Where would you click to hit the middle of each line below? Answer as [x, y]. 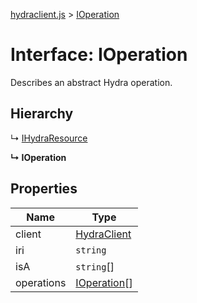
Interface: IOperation [99, 55]
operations [41, 282]
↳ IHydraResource [49, 138]
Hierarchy [42, 114]
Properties [44, 189]
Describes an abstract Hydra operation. [91, 82]
